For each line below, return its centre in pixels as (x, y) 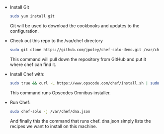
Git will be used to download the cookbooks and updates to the (75, 26)
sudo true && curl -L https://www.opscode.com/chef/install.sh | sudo (84, 83)
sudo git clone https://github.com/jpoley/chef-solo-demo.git (76, 50)
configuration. (24, 31)
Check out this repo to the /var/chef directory (56, 40)
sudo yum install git (32, 16)
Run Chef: (20, 102)
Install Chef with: (27, 74)
